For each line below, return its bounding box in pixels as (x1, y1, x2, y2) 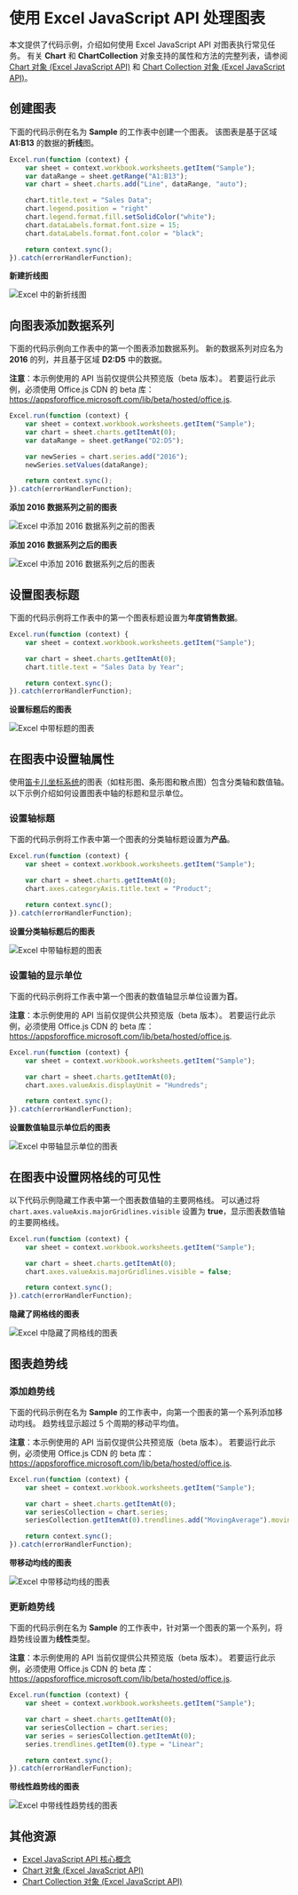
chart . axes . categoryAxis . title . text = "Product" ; (25, 884, 213, 893)
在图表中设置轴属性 (9, 752, 114, 767)
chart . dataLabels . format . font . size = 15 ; (25, 220, 180, 229)
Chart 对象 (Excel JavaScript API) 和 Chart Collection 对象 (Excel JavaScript (9, 61, 286, 72)
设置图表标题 (9, 587, 80, 602)
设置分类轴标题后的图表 (9, 926, 95, 936)
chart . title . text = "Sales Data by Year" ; (25, 663, 184, 672)
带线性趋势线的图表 (9, 1781, 80, 1792)
